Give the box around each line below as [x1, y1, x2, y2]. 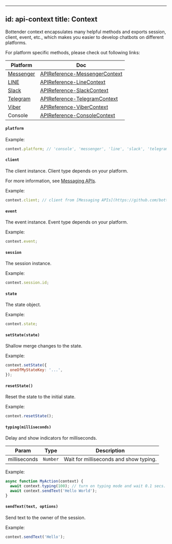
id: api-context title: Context [5, 15, 98, 24]
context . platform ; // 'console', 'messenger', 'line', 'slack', [5, 146, 145, 151]
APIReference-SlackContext [40, 86, 109, 94]
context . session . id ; [5, 280, 50, 286]
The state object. [5, 301, 41, 308]
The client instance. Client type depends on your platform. [5, 168, 128, 174]
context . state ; [5, 321, 38, 327]
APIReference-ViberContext [40, 103, 109, 111]
